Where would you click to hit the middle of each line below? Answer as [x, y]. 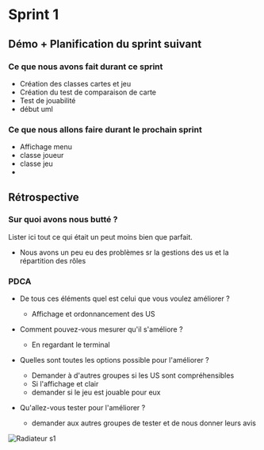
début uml [36, 109]
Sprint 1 [34, 15]
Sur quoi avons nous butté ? [63, 220]
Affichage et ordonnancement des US [93, 314]
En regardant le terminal [71, 345]
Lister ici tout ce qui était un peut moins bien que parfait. [100, 237]
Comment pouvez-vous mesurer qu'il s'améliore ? [101, 329]
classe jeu [36, 163]
